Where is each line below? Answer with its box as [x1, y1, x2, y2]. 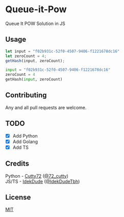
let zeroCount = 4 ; [5, 53, 47, 59]
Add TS [12, 144, 29, 150]
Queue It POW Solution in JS [5, 20, 65, 26]
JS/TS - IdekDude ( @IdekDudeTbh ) [5, 178, 80, 184]
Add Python [12, 132, 38, 139]
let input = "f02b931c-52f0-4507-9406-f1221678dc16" [5, 48, 120, 54]
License [5, 193, 31, 202]
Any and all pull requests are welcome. [5, 104, 87, 111]
